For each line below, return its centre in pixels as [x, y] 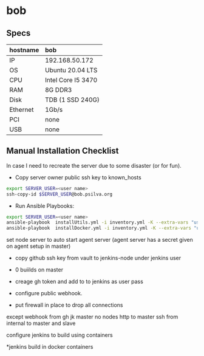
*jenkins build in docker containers [50, 347]
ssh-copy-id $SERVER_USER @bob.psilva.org [59, 194]
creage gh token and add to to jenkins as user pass [79, 282]
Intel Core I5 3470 [71, 80]
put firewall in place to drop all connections [69, 305]
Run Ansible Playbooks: [45, 206]
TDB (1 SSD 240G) [72, 100]
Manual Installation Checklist [63, 151]
